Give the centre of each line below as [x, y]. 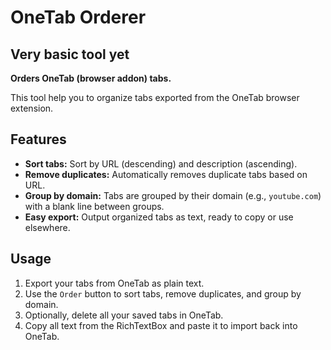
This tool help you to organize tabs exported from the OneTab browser [155, 97]
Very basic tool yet [70, 54]
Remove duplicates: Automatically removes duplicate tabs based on [166, 174]
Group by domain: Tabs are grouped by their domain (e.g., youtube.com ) [173, 195]
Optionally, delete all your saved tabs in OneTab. [124, 315]
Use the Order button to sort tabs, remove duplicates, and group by [163, 293]
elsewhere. [47, 227]
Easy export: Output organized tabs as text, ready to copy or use [159, 217]
